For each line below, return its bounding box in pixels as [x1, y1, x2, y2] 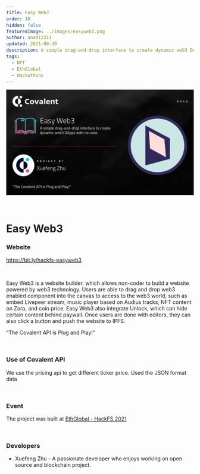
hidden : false [6, 22, 42, 28]
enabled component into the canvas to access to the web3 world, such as [6, 292, 187, 300]
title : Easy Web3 [6, 10, 49, 15]
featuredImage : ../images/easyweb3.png [6, 29, 105, 34]
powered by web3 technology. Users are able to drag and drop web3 [6, 286, 176, 293]
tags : [6, 54, 20, 59]
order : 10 [6, 15, 31, 22]
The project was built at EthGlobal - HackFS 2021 [6, 415, 127, 422]
